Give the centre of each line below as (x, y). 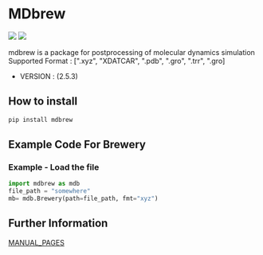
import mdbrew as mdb (44, 184)
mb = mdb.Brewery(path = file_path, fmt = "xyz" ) (83, 199)
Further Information (58, 224)
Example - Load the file (54, 167)
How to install (43, 102)
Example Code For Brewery (77, 145)
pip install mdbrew (41, 120)
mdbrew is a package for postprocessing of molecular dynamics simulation (131, 52)
